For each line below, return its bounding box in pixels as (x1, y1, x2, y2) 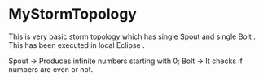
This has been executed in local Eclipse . (8, 40, 145, 49)
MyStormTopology (8, 5, 137, 23)
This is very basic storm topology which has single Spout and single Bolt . (8, 32, 256, 41)
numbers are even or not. (8, 64, 94, 74)
